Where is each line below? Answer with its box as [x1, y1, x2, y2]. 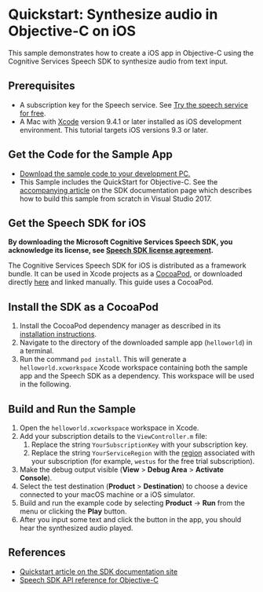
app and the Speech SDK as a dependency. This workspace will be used [19, 371, 255, 381]
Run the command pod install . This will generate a [19, 355, 187, 364]
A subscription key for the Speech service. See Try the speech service [19, 100, 249, 109]
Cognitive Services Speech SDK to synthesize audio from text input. [8, 57, 228, 66]
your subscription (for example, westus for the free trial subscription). [31, 457, 255, 466]
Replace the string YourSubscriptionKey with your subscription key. [31, 440, 249, 449]
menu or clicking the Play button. [19, 506, 127, 516]
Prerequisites [8, 79, 75, 93]
